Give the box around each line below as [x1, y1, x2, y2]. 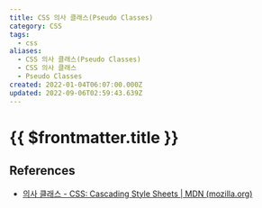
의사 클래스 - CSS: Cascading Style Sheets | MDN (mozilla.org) [22, 188, 253, 199]
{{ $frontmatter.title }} [9, 127, 179, 148]
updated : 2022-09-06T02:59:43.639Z [9, 88, 143, 97]
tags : [9, 30, 30, 39]
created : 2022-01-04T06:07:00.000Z [9, 80, 143, 89]
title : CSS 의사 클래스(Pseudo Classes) [9, 13, 154, 23]
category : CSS [9, 22, 63, 31]
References [9, 163, 76, 178]
